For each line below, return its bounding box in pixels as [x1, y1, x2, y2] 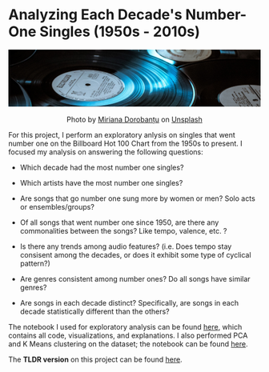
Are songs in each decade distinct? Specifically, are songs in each [19, 298, 239, 307]
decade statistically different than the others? [19, 306, 170, 316]
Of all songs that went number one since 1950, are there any [19, 218, 219, 227]
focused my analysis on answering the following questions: [8, 146, 204, 157]
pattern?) [19, 258, 50, 268]
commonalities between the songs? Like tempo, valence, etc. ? [19, 226, 227, 235]
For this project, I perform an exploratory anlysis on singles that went [8, 130, 236, 139]
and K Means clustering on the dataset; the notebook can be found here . [8, 338, 248, 349]
